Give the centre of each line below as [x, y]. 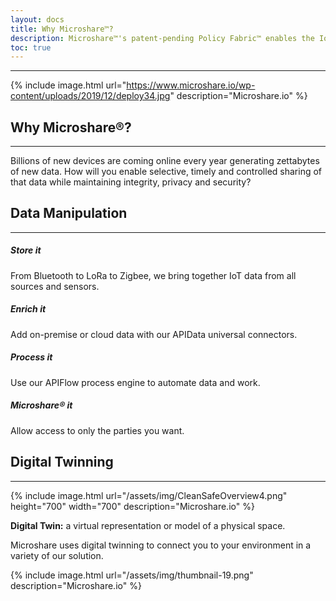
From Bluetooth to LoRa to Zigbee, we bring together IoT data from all [153, 275]
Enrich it [28, 309]
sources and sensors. [55, 286]
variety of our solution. [57, 555]
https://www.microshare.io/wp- [191, 85]
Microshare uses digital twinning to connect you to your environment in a [161, 545]
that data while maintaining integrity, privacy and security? [131, 182]
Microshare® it [41, 405]
